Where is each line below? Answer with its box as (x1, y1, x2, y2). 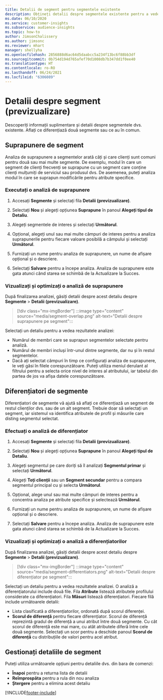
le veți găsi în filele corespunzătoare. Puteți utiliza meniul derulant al (12, 363, 148, 369)
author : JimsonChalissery (5, 34, 57, 39)
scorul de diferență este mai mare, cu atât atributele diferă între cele (12, 623, 148, 629)
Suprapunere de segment (5, 141, 84, 149)
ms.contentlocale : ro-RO (5, 66, 55, 71)
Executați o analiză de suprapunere (5, 187, 90, 193)
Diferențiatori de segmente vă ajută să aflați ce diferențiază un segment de (5, 400, 154, 406)
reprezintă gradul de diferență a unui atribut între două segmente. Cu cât (12, 619, 158, 624)
